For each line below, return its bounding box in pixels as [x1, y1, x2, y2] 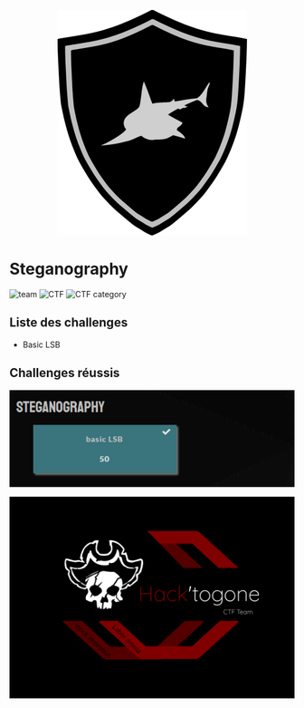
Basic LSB [22, 339, 61, 350]
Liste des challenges [9, 315, 128, 331]
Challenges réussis [9, 365, 120, 381]
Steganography [9, 259, 128, 279]
